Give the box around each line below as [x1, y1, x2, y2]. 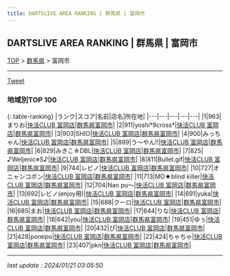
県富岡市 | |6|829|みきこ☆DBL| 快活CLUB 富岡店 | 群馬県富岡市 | [7, 146, 181, 154]
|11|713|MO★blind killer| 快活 [134, 172, 214, 181]
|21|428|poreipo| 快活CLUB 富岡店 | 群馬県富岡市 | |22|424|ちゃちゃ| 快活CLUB [7, 232, 222, 240]
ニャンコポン [7, 172, 43, 181]
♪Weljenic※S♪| [7, 155, 51, 163]
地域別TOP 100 [7, 95, 57, 105]
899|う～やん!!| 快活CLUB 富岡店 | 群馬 [118, 138, 222, 146]
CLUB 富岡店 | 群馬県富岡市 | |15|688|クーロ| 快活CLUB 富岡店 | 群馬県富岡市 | [12, 198, 222, 206]
